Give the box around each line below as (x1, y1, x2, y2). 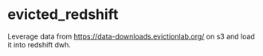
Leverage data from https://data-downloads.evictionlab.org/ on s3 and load (7, 32, 256, 41)
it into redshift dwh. (7, 39, 71, 49)
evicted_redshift (7, 6, 119, 24)
